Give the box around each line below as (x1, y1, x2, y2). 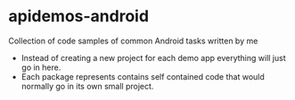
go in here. (20, 62, 61, 73)
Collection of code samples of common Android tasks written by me (8, 35, 258, 46)
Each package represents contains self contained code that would (20, 71, 265, 81)
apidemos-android (8, 6, 149, 27)
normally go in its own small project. (20, 81, 154, 91)
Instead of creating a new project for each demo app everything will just (20, 52, 286, 63)
